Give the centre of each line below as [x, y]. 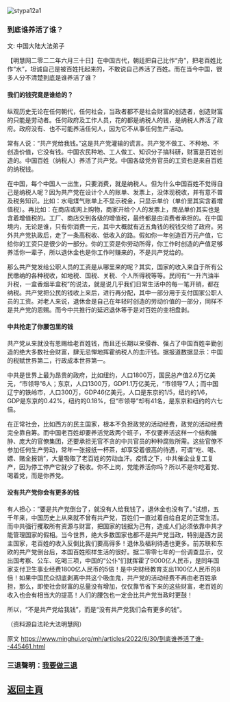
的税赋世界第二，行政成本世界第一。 [58, 360]
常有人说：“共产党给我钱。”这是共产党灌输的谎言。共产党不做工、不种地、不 [113, 143]
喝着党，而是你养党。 [37, 475]
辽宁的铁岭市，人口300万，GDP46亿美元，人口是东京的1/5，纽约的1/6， [109, 392]
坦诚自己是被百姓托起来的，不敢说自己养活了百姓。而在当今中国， [124, 69]
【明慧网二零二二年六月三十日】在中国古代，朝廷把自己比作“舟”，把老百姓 [112, 60]
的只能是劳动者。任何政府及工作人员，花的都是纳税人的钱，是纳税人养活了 [112, 120]
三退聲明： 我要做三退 [42, 665]
